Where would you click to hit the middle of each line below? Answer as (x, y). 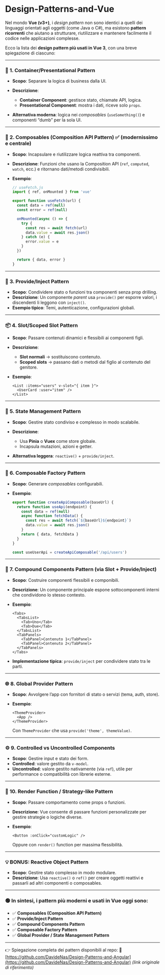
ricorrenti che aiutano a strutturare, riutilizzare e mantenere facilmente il (78, 33)
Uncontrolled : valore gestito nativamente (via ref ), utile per (72, 769)
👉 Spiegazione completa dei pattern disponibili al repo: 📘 (64, 950)
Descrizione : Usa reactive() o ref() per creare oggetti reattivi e (78, 878)
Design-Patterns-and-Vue (60, 9)
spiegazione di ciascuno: (30, 53)
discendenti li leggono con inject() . (49, 302)
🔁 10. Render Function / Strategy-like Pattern (59, 791)
